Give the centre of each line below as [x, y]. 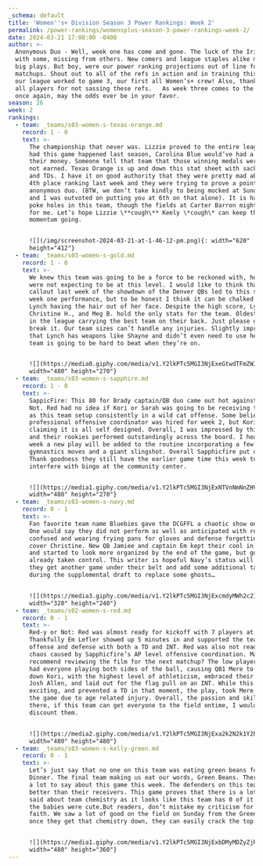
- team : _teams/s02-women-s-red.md [73, 610]
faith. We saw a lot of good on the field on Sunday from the [132, 814]
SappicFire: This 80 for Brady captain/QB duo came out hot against [143, 400]
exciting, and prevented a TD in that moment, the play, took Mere [141, 691]
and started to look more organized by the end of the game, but [137, 553]
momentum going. [55, 220]
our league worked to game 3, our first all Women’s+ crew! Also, [126, 81]
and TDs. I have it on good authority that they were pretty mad [137, 176]
